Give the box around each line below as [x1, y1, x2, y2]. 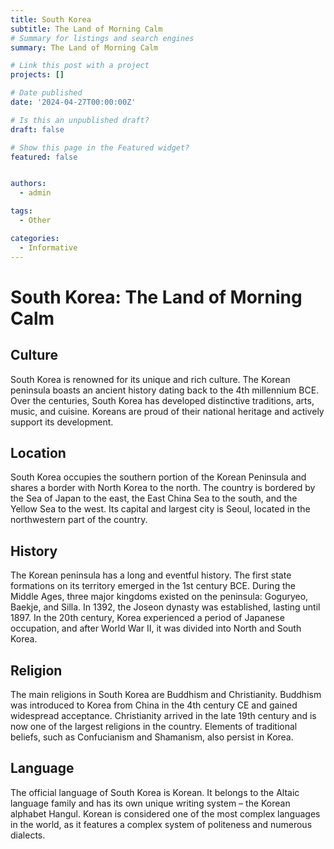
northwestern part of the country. [10, 514, 148, 526]
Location [10, 444, 67, 461]
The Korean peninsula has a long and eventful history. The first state [10, 569, 292, 581]
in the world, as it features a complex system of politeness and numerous [10, 818, 313, 830]
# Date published [10, 88, 83, 98]
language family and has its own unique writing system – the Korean [10, 797, 291, 809]
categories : [10, 233, 60, 243]
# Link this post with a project [10, 61, 150, 71]
